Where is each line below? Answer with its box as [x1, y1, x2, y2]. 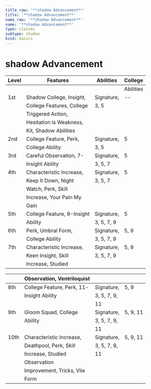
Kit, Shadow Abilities [26, 127, 75, 134]
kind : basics [5, 36, 33, 42]
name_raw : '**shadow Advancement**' [5, 17, 83, 22]
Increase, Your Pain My [26, 193, 82, 200]
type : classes [5, 27, 36, 32]
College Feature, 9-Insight [26, 210, 90, 217]
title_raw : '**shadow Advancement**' [5, 7, 86, 13]
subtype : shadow [5, 31, 40, 36]
